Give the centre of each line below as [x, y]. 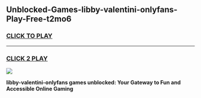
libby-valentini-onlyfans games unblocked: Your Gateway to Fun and [94, 82]
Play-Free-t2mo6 [39, 19]
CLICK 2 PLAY [27, 58]
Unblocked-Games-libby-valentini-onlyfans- [92, 10]
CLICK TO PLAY [29, 36]
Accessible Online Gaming [40, 88]
